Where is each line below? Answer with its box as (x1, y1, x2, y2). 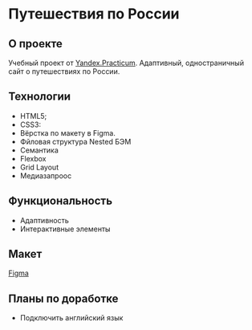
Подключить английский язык (19, 313, 124, 323)
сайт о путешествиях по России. (8, 67, 120, 76)
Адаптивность (19, 215, 70, 225)
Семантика (19, 145, 59, 155)
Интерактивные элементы (19, 224, 111, 234)
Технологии (8, 90, 71, 104)
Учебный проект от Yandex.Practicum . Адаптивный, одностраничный (8, 58, 245, 67)
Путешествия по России (8, 5, 180, 23)
